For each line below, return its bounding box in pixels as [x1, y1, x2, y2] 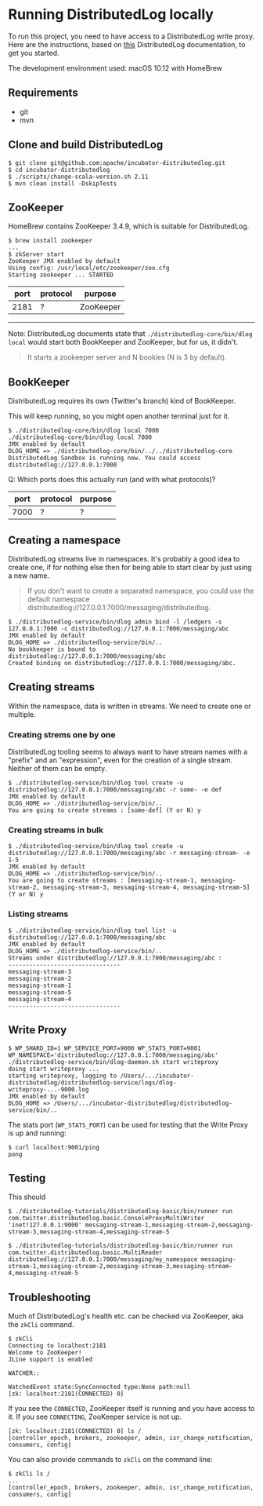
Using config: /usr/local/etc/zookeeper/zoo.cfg [8, 265, 170, 272]
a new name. [8, 571, 49, 580]
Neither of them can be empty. [8, 764, 107, 773]
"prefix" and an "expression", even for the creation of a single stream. [8, 755, 233, 765]
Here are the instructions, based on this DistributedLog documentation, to [8, 39, 246, 49]
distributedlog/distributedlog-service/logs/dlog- [8, 1078, 177, 1087]
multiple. [8, 709, 37, 719]
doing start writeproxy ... [8, 1065, 100, 1073]
